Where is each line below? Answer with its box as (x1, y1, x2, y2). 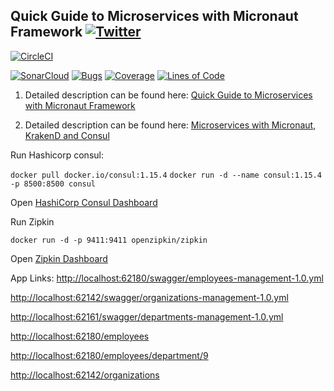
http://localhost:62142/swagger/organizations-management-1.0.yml (10, 291, 289, 303)
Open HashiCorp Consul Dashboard (10, 196, 158, 208)
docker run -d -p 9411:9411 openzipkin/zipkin (10, 235, 208, 245)
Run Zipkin (10, 215, 55, 228)
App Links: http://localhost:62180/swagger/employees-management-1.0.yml (10, 272, 324, 284)
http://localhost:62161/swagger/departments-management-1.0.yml (10, 310, 284, 323)
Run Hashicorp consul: (10, 149, 104, 161)
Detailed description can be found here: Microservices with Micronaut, (24, 119, 317, 131)
